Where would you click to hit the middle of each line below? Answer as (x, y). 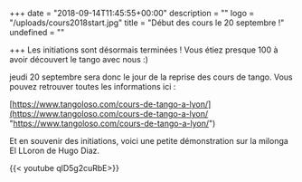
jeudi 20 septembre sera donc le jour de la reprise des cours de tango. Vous (151, 77)
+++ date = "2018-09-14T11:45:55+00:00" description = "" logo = (132, 13)
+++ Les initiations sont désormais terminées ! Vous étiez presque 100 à (144, 50)
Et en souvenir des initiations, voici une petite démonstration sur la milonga (149, 141)
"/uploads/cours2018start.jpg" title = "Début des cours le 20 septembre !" (147, 23)
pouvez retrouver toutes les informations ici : (93, 86)
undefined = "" (37, 32)
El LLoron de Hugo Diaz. (55, 150)
